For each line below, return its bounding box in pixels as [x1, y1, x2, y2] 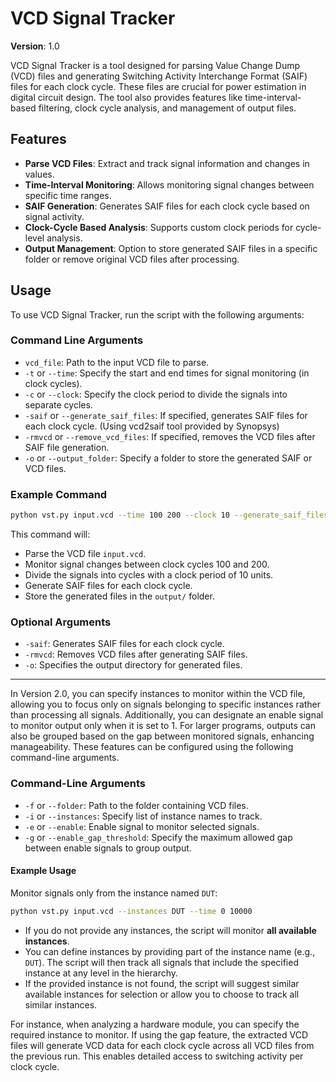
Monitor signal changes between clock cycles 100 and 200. [24, 558, 270, 571]
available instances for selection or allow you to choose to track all [24, 988, 300, 1000]
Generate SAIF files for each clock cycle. [24, 580, 193, 592]
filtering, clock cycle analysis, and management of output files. [38, 102, 297, 114]
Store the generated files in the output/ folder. [24, 590, 215, 602]
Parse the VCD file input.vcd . [24, 548, 147, 560]
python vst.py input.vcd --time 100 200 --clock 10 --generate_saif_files [10, 510, 329, 521]
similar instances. [24, 998, 98, 1011]
